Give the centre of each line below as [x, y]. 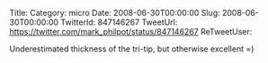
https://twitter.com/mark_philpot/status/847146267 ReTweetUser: [131, 31]
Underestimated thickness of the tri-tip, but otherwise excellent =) [132, 49]
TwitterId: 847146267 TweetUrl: [119, 22]
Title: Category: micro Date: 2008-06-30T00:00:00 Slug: [115, 13]
